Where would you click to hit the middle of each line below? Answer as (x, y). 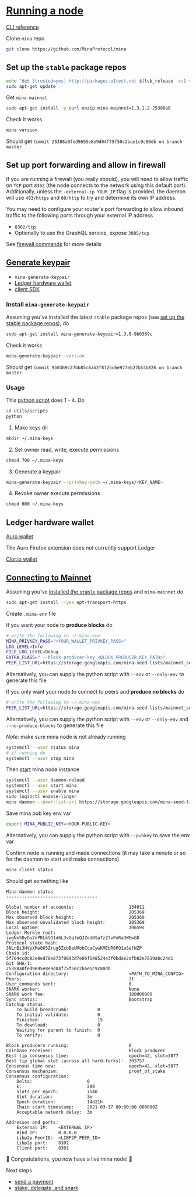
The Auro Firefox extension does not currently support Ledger (81, 548)
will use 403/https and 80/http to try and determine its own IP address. (91, 197)
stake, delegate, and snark (46, 1188)
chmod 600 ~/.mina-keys (35, 504)
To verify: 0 (58, 1035)
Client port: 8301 (43, 1148)
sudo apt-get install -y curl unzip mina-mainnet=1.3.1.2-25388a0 (88, 108)
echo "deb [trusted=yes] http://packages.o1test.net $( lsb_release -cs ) (96, 81)
